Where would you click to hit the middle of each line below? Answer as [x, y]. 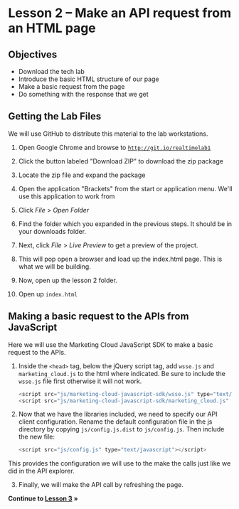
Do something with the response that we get [83, 94]
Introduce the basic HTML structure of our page [89, 79]
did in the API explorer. [41, 471]
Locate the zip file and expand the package [82, 175]
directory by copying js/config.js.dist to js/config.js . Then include [121, 429]
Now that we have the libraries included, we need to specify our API [118, 414]
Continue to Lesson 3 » [43, 498]
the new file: [37, 437]
